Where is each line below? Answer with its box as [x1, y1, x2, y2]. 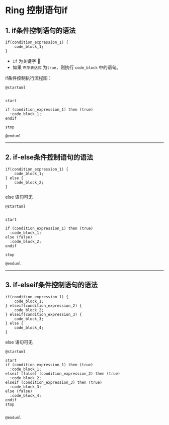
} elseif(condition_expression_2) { [5, 303, 82, 308]
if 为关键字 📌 [12, 58, 41, 64]
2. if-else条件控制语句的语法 [5, 153, 94, 161]
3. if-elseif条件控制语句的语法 [5, 281, 98, 289]
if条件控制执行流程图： [5, 75, 52, 81]
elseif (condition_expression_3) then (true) [5, 380, 102, 385]
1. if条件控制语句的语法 [5, 26, 76, 35]
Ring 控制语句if [5, 5, 68, 16]
